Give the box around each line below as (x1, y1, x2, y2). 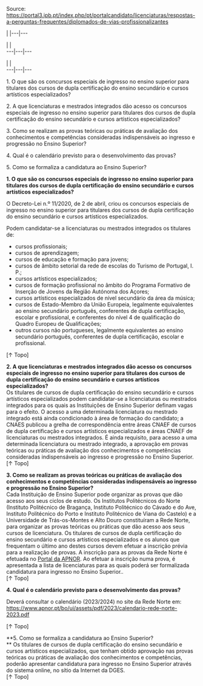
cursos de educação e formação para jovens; (15, 256, 129, 263)
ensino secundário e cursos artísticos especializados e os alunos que (6, 536, 180, 543)
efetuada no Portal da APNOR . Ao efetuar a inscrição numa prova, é (6, 555, 176, 562)
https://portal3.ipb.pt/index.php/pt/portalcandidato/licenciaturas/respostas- (6, 12, 196, 19)
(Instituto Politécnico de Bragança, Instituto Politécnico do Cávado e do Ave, (6, 503, 196, 511)
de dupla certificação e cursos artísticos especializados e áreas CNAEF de (6, 428, 193, 434)
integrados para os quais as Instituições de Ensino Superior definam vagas (6, 402, 193, 409)
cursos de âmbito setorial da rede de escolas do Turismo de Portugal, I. (15, 262, 194, 269)
